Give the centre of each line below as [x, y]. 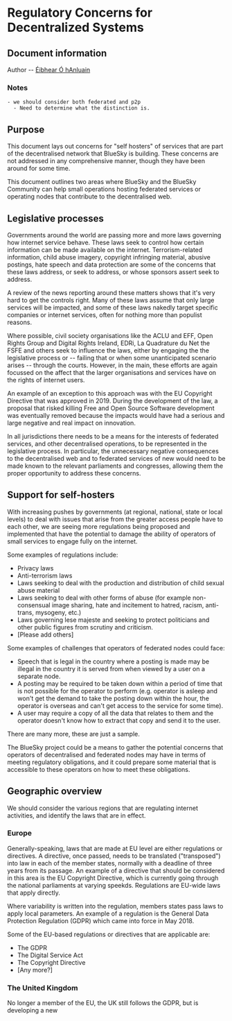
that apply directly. [34, 893]
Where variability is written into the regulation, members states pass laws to [115, 906]
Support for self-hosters [61, 495]
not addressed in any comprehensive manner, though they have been [106, 161]
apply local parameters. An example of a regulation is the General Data [108, 913]
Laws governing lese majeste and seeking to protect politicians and [113, 620]
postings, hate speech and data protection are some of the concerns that [111, 264]
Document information [57, 53]
